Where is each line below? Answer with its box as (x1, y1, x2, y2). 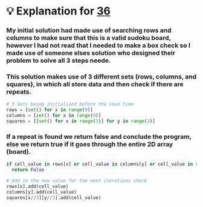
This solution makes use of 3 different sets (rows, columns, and (6, 72, 197, 81)
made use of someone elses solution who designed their (6, 49, 176, 57)
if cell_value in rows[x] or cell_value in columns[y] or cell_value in (6, 161, 193, 167)
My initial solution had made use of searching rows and (6, 26, 172, 34)
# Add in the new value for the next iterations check (6, 177, 147, 183)
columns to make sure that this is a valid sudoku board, (6, 34, 171, 42)
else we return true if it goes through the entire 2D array (6, 140, 173, 148)
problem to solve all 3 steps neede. (6, 56, 111, 65)
